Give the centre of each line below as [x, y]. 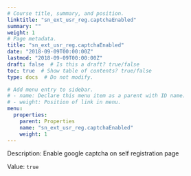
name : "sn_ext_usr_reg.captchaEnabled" [77, 127]
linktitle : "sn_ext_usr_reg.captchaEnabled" [72, 20]
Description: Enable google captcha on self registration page [93, 153]
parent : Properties [47, 121]
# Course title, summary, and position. [66, 13]
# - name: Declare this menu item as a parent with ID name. [97, 96]
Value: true [23, 167]
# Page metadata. [32, 39]
